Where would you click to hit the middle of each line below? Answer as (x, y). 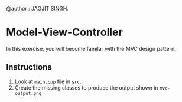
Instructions (29, 67)
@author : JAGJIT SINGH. (38, 9)
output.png (28, 93)
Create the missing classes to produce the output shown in (86, 87)
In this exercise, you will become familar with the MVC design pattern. (91, 48)
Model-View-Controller (64, 32)
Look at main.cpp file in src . (48, 81)
